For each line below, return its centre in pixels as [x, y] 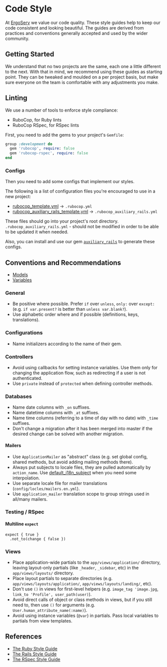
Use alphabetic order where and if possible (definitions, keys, [75, 314]
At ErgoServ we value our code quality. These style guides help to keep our [83, 23]
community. [17, 39]
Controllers [19, 357]
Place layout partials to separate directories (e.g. [62, 578]
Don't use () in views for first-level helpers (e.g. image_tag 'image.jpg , [85, 589]
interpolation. [26, 478]
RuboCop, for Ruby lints [37, 120]
